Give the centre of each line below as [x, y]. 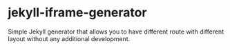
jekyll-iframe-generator [77, 13]
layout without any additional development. [69, 38]
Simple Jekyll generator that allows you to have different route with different [116, 32]
